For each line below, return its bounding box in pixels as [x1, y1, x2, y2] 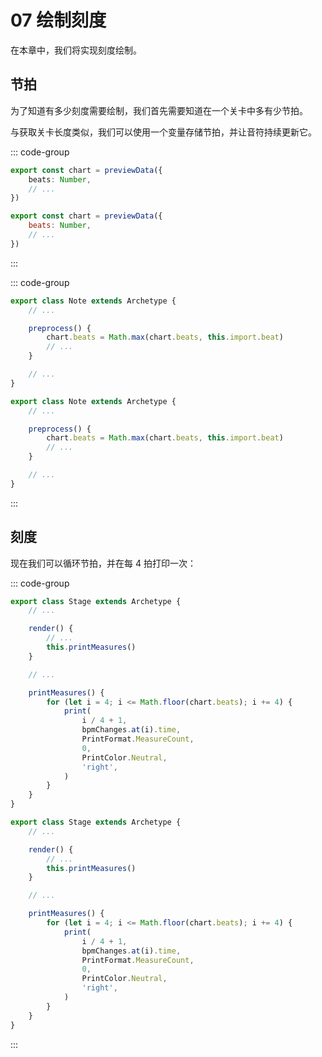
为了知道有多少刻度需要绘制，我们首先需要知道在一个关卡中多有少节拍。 [10, 104, 308, 116]
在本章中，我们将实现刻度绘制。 [10, 44, 142, 56]
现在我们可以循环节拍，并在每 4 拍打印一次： [10, 557, 197, 569]
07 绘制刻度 [10, 9, 107, 32]
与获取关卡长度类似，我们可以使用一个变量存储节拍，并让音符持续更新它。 [10, 126, 317, 138]
